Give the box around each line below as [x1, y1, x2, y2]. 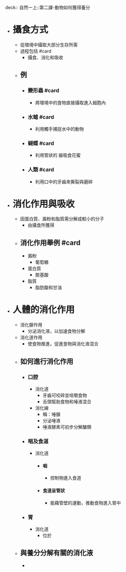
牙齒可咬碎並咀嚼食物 [42, 392, 87, 398]
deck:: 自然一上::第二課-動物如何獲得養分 [5, 5, 90, 10]
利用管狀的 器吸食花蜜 [35, 152, 81, 158]
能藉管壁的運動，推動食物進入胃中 [50, 500, 121, 506]
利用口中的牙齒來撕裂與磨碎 [35, 179, 93, 185]
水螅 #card [27, 113, 54, 120]
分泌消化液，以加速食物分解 [27, 328, 86, 334]
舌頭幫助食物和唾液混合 [42, 398, 92, 404]
